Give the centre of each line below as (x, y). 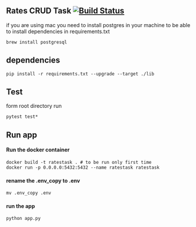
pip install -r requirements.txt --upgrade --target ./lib (80, 74)
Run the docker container (38, 150)
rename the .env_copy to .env (43, 180)
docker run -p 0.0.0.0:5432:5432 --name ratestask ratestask (83, 168)
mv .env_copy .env (29, 193)
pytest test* (22, 117)
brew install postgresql (37, 42)
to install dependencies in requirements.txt (58, 31)
